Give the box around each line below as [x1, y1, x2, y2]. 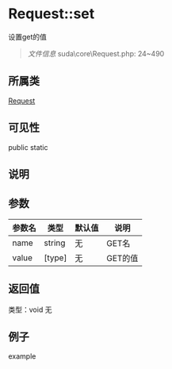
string [44, 237, 66, 248]
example [8, 352, 36, 361]
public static [8, 142, 49, 152]
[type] [44, 252, 67, 263]
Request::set [8, 5, 95, 23]
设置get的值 [8, 32, 48, 41]
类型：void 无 [8, 305, 52, 314]
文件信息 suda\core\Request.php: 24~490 [27, 48, 165, 58]
